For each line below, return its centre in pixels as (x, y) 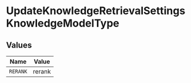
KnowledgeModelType (63, 23)
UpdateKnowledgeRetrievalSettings (96, 11)
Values (19, 45)
